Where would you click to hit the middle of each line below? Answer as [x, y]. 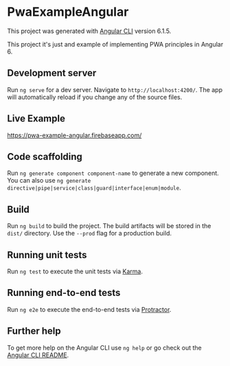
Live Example [36, 118]
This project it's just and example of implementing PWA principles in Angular [115, 44]
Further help [34, 331]
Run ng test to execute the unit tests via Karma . [75, 271]
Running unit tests [47, 255]
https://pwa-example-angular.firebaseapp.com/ [74, 135]
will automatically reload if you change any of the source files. [95, 97]
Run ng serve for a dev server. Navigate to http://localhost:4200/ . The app [115, 89]
